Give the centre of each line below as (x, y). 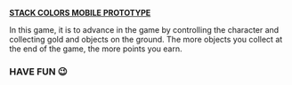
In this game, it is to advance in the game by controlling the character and (144, 30)
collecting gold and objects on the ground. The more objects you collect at (146, 39)
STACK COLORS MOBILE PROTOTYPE (80, 13)
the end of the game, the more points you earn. (96, 49)
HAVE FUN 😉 (39, 72)
